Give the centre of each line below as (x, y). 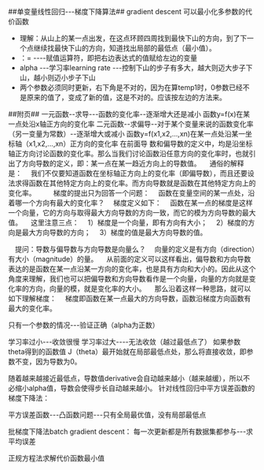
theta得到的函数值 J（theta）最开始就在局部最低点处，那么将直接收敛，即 (127, 352)
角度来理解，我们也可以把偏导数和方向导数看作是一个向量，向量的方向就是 (128, 279)
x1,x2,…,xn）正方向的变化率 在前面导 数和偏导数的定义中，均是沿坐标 (141, 144)
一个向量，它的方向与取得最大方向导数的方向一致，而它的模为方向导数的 (125, 213)
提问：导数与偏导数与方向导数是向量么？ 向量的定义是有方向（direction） (135, 249)
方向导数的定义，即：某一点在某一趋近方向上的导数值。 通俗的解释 (133, 163)
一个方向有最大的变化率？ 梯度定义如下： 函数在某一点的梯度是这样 (137, 203)
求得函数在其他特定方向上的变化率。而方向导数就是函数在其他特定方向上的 (135, 183)
